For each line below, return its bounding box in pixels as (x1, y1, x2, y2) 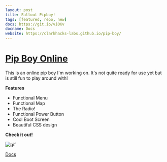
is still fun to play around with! (5, 75, 68, 81)
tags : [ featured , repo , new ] (5, 17, 67, 22)
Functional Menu (12, 94, 48, 101)
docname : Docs (5, 26, 36, 31)
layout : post (5, 7, 33, 13)
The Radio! (12, 105, 36, 112)
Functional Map (12, 100, 46, 106)
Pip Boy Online (5, 53, 68, 64)
